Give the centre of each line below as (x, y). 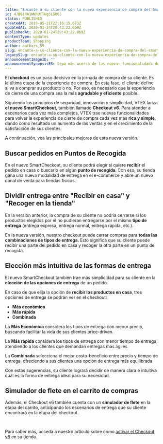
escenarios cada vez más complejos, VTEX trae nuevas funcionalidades (77, 113)
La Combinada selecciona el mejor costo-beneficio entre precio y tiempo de (81, 355)
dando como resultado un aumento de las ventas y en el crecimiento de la (79, 123)
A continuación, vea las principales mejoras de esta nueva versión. (72, 138)
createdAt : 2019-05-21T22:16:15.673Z (43, 23)
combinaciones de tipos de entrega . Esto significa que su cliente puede (78, 240)
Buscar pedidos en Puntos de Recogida (65, 153)
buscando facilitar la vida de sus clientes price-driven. (59, 332)
